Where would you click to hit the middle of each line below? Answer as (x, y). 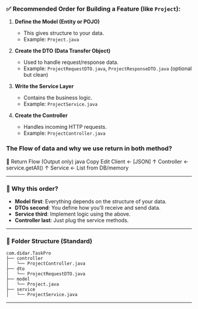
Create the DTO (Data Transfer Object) (62, 51)
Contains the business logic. (58, 98)
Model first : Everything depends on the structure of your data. (90, 201)
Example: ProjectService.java (60, 104)
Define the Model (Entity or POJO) (57, 22)
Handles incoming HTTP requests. (65, 127)
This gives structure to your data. (64, 33)
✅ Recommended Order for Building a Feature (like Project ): (93, 9)
